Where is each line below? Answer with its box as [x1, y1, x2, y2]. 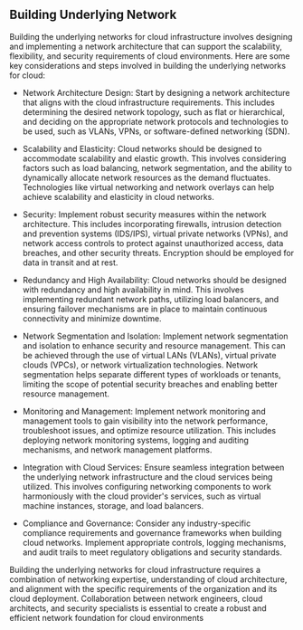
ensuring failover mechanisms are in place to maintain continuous [22, 303, 268, 314]
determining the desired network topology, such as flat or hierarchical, [22, 106, 285, 117]
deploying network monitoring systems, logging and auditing [22, 434, 249, 445]
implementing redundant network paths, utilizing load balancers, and [22, 293, 279, 304]
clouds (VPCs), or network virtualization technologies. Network [22, 359, 259, 370]
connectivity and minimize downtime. [22, 312, 162, 324]
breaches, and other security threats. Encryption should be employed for [22, 247, 295, 258]
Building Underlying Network [9, 7, 177, 23]
